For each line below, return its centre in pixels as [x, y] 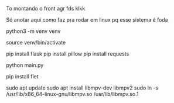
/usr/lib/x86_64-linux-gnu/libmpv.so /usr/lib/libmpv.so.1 [72, 94]
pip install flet [23, 76]
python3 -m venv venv [33, 31]
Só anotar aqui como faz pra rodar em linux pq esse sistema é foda [87, 20]
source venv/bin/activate [36, 42]
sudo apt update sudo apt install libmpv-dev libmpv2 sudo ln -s [82, 88]
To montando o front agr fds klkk [46, 8]
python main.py [25, 65]
